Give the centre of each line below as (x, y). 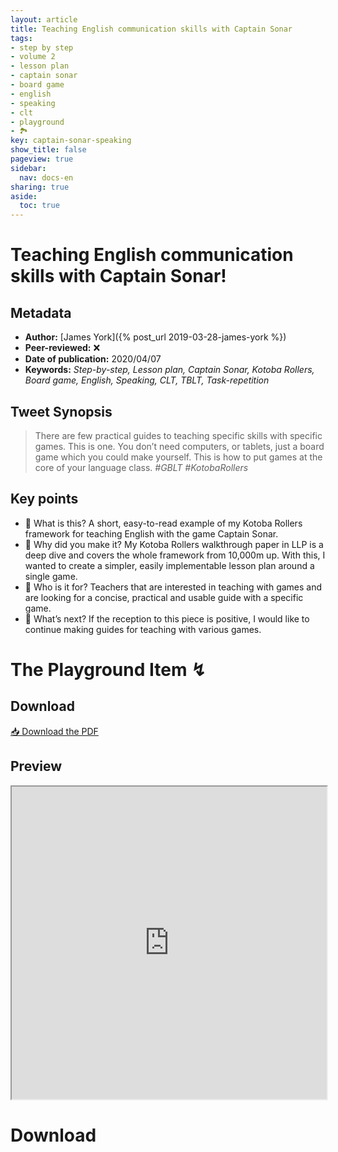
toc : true (39, 206)
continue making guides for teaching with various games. (143, 629)
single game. (51, 576)
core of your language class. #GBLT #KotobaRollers (141, 467)
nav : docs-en (46, 177)
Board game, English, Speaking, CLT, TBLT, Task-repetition (147, 380)
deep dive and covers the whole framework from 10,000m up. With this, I (175, 555)
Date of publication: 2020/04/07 (93, 359)
